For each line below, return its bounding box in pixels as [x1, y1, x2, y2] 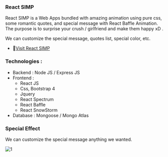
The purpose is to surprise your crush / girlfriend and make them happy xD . [5, 26, 164, 32]
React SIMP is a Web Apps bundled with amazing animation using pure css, [5, 15, 162, 21]
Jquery [20, 91, 35, 97]
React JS [20, 80, 39, 86]
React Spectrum [20, 96, 54, 102]
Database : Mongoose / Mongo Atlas [12, 112, 89, 118]
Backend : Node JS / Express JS [12, 69, 80, 75]
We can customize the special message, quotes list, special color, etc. [5, 35, 151, 41]
